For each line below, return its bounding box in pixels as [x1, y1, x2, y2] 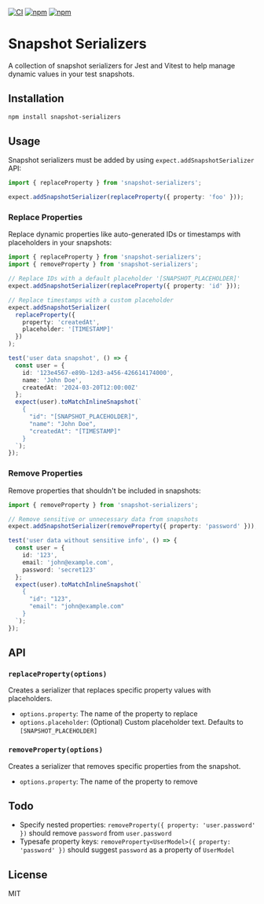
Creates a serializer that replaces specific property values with [8, 685, 211, 695]
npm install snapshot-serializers [8, 112, 122, 121]
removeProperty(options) [8, 745, 104, 755]
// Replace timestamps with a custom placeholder [8, 296, 174, 304]
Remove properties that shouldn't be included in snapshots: [8, 486, 202, 495]
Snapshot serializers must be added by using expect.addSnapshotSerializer [8, 156, 255, 165]
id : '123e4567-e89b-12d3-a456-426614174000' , [22, 369, 174, 377]
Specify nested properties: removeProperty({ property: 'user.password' [19, 820, 256, 829]
